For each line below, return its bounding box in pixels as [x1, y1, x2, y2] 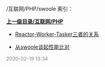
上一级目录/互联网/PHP [6, 18, 64, 25]
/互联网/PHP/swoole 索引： [6, 5, 74, 12]
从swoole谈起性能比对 [14, 44, 70, 50]
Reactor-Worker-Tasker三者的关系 [14, 31, 99, 38]
